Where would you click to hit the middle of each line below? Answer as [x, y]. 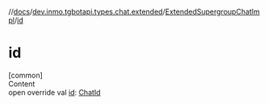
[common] [25, 75]
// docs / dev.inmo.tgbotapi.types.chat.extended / [87, 12]
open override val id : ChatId [54, 92]
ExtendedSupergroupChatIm [213, 12]
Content [22, 83]
